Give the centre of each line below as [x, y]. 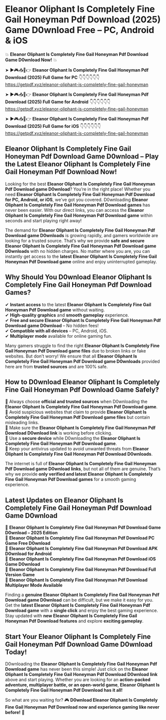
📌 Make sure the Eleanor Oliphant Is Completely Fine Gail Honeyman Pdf [80, 428]
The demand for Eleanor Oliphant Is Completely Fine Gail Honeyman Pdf [80, 230]
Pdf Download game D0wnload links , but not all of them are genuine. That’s [83, 469]
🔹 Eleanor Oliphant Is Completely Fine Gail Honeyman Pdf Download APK [82, 549]
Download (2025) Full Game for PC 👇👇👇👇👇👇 [52, 77]
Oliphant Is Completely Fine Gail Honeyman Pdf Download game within [79, 215]
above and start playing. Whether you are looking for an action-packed [78, 680]
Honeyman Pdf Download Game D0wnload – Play [82, 157]
